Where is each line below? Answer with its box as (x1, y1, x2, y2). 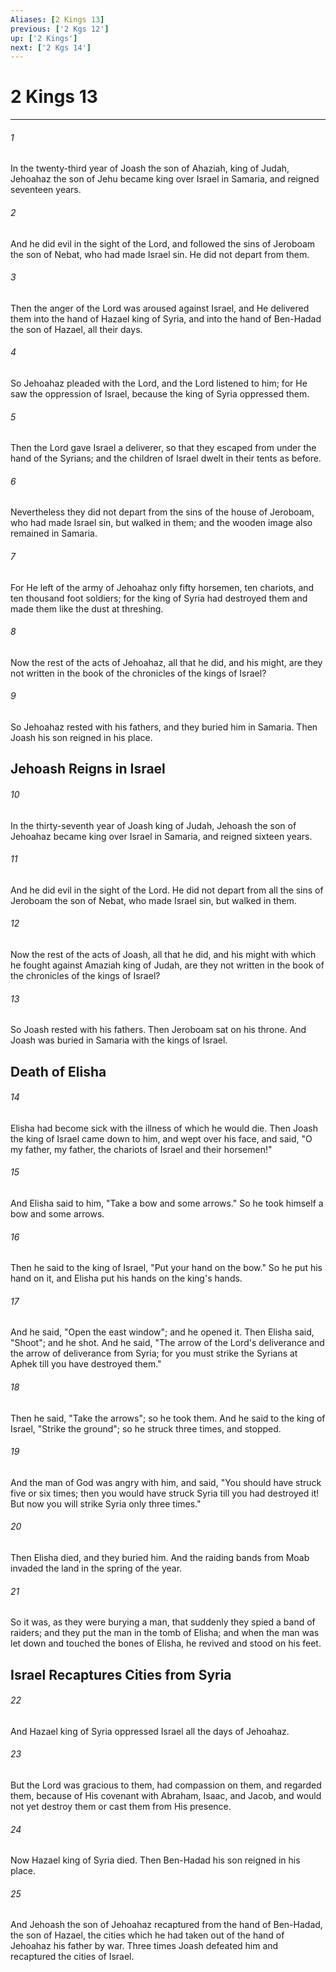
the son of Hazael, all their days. (10, 323, 143, 335)
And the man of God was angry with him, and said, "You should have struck (10, 1476, 322, 1488)
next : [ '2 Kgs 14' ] (10, 42, 92, 53)
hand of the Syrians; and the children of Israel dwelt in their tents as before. (10, 452, 322, 465)
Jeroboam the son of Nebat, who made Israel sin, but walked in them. (10, 894, 297, 906)
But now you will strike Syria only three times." (10, 1497, 202, 1510)
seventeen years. (10, 184, 82, 196)
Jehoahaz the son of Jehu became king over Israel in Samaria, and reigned (10, 173, 320, 185)
